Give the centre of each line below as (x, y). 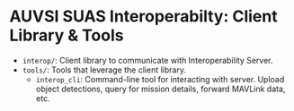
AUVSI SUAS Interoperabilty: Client (143, 17)
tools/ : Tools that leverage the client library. (104, 70)
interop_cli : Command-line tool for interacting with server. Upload (160, 79)
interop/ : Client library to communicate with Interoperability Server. (147, 60)
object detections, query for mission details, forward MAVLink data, (160, 89)
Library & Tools (67, 35)
